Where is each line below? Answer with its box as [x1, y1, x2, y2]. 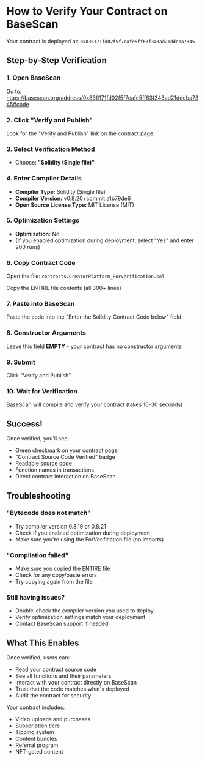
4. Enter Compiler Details [6, 174, 82, 183]
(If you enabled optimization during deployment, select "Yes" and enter [15, 237, 194, 244]
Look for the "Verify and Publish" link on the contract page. [6, 130, 155, 137]
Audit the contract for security [15, 692, 92, 699]
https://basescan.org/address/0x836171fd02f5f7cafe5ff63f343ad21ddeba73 [6, 94, 199, 102]
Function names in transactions [15, 466, 95, 473]
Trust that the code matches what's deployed [15, 685, 129, 692]
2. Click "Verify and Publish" [6, 116, 93, 124]
